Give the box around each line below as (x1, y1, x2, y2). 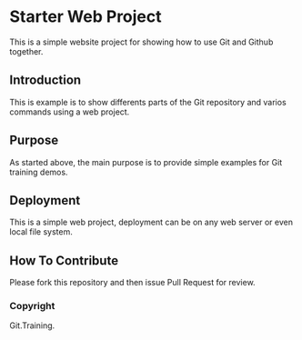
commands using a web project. (9, 106, 130, 117)
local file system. (9, 226, 73, 237)
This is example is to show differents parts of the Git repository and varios (9, 96, 287, 107)
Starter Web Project (9, 6, 162, 27)
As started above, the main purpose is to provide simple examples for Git (9, 156, 283, 167)
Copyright (9, 300, 55, 313)
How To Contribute (9, 253, 119, 268)
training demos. (9, 166, 68, 177)
